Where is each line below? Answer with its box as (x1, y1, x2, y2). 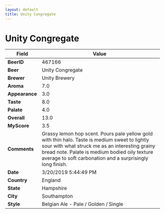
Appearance (7, 91, 37, 97)
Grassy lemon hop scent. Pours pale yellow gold (41, 130, 153, 137)
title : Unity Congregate (5, 12, 56, 17)
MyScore (7, 122, 29, 129)
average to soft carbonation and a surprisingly (41, 155, 148, 162)
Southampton (41, 193, 73, 200)
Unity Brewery (41, 74, 75, 81)
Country (7, 177, 27, 184)
